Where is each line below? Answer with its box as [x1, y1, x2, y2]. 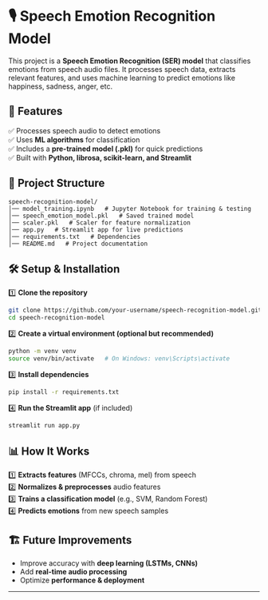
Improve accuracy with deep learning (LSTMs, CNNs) [19, 558, 198, 568]
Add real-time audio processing [19, 567, 128, 577]
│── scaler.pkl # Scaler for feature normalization [8, 218, 191, 227]
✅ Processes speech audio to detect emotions [8, 125, 161, 135]
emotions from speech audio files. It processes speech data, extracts [8, 64, 236, 74]
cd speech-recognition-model [8, 314, 105, 322]
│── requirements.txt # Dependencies [8, 232, 141, 240]
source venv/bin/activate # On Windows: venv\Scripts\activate [8, 355, 230, 363]
